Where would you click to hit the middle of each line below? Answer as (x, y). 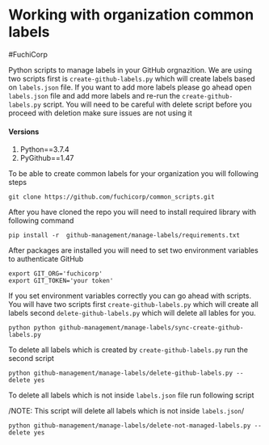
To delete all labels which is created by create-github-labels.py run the (128, 350)
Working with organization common (131, 15)
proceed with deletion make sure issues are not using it (100, 113)
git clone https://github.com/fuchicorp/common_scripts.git (112, 197)
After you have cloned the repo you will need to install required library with (132, 212)
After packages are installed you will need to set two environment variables (133, 250)
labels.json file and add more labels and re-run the (94, 95)
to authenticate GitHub (46, 259)
